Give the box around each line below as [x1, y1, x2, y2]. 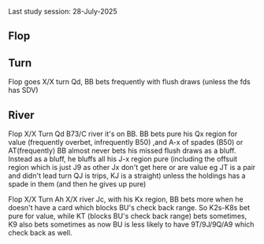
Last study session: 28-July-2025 [8, 7, 117, 16]
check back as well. [8, 228, 73, 238]
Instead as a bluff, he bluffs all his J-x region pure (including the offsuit [8, 154, 238, 164]
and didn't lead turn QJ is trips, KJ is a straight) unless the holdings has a [8, 171, 246, 180]
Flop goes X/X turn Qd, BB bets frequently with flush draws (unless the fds [8, 77, 251, 87]
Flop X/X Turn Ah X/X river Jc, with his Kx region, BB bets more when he [8, 194, 244, 204]
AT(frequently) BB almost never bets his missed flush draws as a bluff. [8, 146, 236, 156]
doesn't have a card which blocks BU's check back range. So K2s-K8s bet [8, 203, 251, 213]
